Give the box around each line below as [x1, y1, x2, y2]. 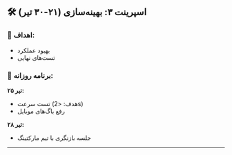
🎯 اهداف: [7, 30, 35, 40]
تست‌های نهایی [17, 53, 55, 61]
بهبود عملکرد [17, 46, 50, 54]
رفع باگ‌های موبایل [17, 107, 66, 115]
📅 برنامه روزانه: [7, 70, 54, 80]
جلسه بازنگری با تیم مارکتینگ [17, 134, 92, 142]
